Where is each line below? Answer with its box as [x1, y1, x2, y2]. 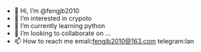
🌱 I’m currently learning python [14, 22, 105, 30]
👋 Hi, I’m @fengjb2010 [14, 7, 80, 15]
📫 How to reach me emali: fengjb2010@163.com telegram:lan [14, 37, 195, 45]
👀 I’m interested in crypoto [14, 14, 92, 22]
